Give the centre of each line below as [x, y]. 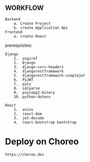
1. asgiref [26, 58]
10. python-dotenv [32, 97]
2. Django [25, 63]
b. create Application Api [41, 28]
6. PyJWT [24, 80]
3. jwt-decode [29, 118]
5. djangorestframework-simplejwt [50, 75]
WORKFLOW [24, 8]
